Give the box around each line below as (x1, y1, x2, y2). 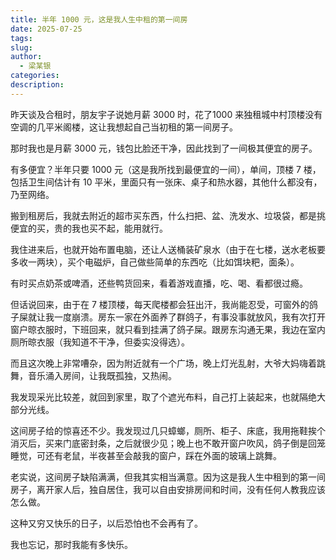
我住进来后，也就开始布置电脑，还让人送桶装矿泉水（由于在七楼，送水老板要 (10, 243, 326, 255)
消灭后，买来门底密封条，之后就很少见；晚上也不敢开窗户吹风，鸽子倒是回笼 (10, 437, 326, 449)
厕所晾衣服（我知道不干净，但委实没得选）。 (10, 336, 190, 348)
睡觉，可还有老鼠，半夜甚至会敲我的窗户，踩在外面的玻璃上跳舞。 (10, 449, 282, 461)
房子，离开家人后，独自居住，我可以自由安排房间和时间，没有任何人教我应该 (10, 483, 326, 495)
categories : (10, 71, 60, 81)
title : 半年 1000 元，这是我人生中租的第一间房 (10, 14, 188, 25)
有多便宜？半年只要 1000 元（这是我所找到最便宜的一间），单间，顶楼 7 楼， (10, 163, 322, 175)
